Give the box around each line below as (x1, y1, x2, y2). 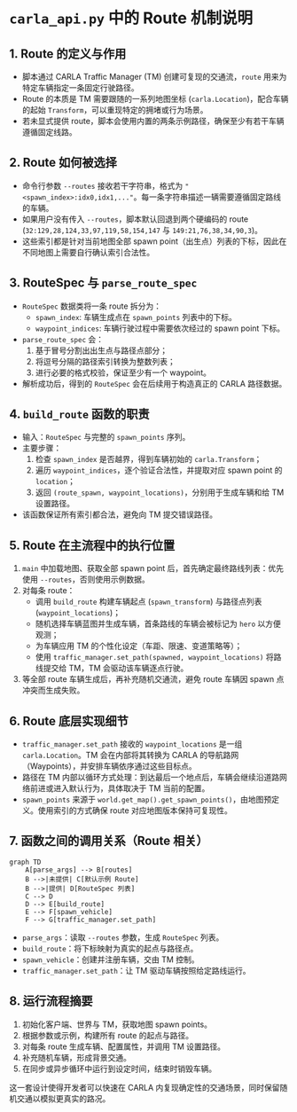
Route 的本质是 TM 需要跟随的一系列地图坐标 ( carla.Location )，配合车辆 (21, 94, 289, 104)
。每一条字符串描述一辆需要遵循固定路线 (133, 192, 282, 202)
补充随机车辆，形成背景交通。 (21, 1052, 131, 1062)
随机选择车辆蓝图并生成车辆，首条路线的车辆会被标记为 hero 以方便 (35, 618, 282, 630)
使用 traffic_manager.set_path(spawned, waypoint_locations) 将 (35, 652, 274, 662)
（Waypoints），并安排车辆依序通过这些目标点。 (21, 761, 197, 771)
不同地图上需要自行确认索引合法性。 (21, 247, 155, 257)
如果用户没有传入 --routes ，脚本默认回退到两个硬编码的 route (21, 214, 249, 224)
